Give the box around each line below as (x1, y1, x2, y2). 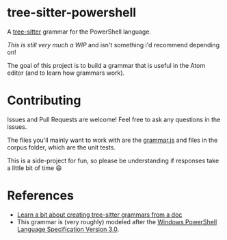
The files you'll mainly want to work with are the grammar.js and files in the (7, 136, 218, 144)
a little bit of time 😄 (7, 163, 63, 172)
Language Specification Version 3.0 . (16, 225, 120, 233)
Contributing (7, 93, 81, 108)
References (7, 188, 74, 204)
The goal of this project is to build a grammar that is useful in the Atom (7, 61, 206, 69)
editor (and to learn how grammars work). (7, 69, 125, 77)
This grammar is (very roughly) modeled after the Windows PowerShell (16, 217, 217, 226)
